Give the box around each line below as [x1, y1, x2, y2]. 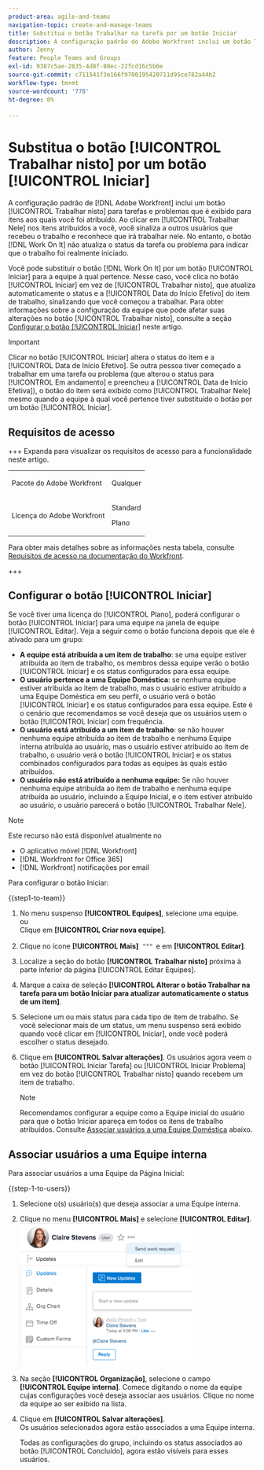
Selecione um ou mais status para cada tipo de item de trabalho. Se [19, 1012, 239, 1022]
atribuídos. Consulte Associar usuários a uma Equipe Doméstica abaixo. [19, 1125, 253, 1134]
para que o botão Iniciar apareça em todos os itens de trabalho [19, 1117, 224, 1126]
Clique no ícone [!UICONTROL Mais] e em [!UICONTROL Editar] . [19, 941, 246, 951]
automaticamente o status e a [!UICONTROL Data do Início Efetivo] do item [8, 289, 250, 298]
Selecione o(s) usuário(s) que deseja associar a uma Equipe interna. [19, 1199, 241, 1209]
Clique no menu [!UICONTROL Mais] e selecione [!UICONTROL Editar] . [19, 1214, 252, 1224]
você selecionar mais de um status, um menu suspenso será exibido [19, 1021, 241, 1030]
